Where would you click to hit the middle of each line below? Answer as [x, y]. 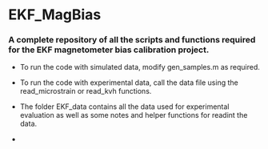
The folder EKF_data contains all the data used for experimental [124, 107]
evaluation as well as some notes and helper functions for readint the [134, 115]
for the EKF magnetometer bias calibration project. [109, 50]
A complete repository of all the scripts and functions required [132, 40]
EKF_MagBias [55, 15]
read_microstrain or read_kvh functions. [86, 91]
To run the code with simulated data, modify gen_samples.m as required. [140, 67]
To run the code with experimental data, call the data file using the [129, 83]
